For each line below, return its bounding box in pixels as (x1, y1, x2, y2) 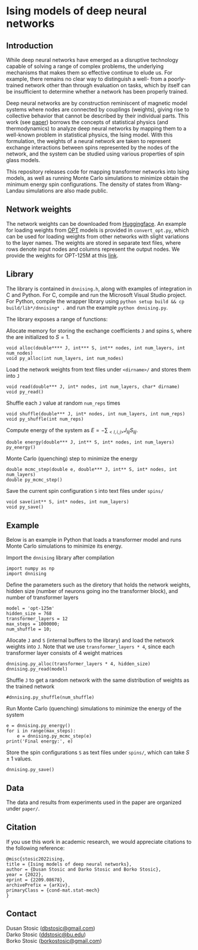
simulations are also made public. (26, 187, 109, 194)
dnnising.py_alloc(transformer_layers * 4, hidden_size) (6, 661, 151, 667)
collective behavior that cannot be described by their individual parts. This (6, 112, 189, 119)
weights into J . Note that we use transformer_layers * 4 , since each (6, 643, 175, 650)
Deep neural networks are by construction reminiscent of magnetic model (6, 100, 188, 107)
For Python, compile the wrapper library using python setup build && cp (6, 297, 185, 305)
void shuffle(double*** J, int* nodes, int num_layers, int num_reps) (6, 411, 185, 417)
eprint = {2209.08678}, (6, 877, 66, 883)
